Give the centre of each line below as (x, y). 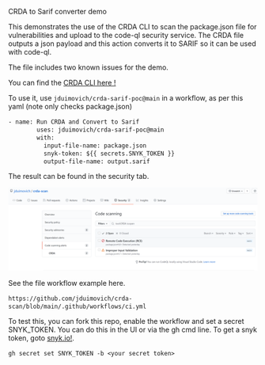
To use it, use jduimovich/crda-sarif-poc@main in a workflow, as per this (126, 98)
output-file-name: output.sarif (97, 162)
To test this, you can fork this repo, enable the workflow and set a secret (126, 321)
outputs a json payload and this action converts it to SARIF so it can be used (132, 44)
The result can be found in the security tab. (79, 176)
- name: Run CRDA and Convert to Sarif (74, 122)
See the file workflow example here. (67, 283)
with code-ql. (30, 52)
